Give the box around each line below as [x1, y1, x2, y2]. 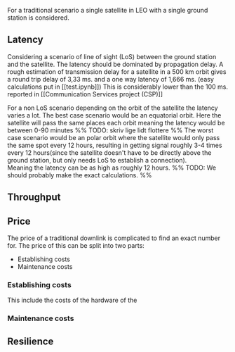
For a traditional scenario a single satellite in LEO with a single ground [7, 6, 208, 14]
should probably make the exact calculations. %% [7, 170, 152, 179]
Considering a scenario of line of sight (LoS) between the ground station [7, 52, 217, 61]
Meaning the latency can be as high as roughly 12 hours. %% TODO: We [7, 163, 216, 172]
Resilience [7, 335, 54, 347]
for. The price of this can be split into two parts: [7, 241, 145, 250]
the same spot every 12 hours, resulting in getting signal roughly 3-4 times [7, 141, 222, 149]
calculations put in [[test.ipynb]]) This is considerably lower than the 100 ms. [7, 82, 229, 91]
